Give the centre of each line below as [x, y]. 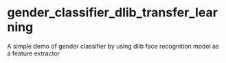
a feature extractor [34, 53]
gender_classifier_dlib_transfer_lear [113, 13]
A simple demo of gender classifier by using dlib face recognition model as [113, 46]
